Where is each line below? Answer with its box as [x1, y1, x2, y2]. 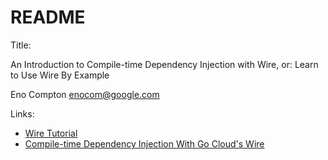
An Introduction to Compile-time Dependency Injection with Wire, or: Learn [10, 58, 319, 70]
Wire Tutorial [24, 127, 78, 139]
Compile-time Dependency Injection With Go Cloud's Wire [24, 137, 265, 150]
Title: [10, 39, 32, 51]
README [10, 6, 86, 29]
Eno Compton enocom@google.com [10, 88, 160, 100]
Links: [10, 107, 35, 120]
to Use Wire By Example [10, 69, 110, 81]
